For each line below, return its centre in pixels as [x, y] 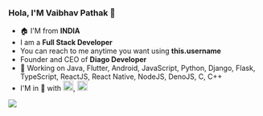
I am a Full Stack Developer [66, 43]
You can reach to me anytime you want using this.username [120, 51]
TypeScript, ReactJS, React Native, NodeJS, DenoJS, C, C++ [121, 77]
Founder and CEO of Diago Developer [83, 60]
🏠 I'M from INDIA [50, 31]
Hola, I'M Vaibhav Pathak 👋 [62, 13]
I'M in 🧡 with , [47, 89]
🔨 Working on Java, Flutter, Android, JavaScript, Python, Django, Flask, [138, 68]
